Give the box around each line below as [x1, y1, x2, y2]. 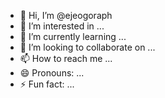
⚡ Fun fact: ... [19, 78, 75, 90]
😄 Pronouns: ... [19, 67, 85, 79]
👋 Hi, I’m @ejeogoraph [19, 10, 113, 21]
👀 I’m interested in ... [19, 20, 105, 32]
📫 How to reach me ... [19, 53, 113, 64]
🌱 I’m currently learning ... [19, 31, 127, 42]
